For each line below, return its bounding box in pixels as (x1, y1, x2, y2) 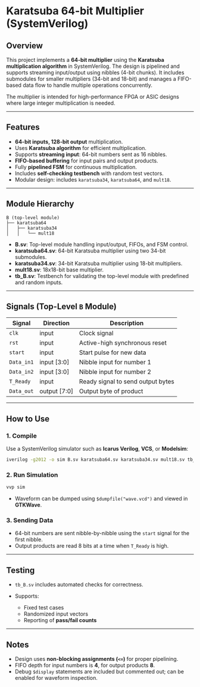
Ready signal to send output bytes (79, 377, 174, 386)
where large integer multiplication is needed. (6, 99, 115, 107)
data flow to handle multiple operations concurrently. (23, 82, 153, 89)
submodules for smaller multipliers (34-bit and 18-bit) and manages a (6, 76, 177, 82)
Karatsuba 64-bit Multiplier (6, 4, 145, 18)
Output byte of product (79, 387, 143, 395)
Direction (43, 319, 70, 327)
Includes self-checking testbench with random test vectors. (14, 170, 164, 177)
